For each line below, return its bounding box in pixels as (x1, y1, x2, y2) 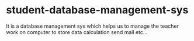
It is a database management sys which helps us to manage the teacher (6, 23, 179, 29)
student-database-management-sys (6, 3, 189, 17)
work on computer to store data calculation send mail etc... (6, 28, 148, 35)
